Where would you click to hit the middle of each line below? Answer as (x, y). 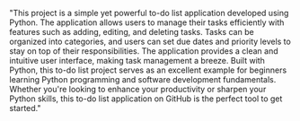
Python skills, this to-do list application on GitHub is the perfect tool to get (146, 99)
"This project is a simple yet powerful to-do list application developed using (149, 13)
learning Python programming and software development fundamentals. (143, 79)
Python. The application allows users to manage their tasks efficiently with (147, 22)
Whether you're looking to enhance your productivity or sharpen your (138, 89)
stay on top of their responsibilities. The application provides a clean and (144, 51)
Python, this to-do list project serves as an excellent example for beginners (148, 70)
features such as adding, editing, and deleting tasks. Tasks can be (132, 32)
